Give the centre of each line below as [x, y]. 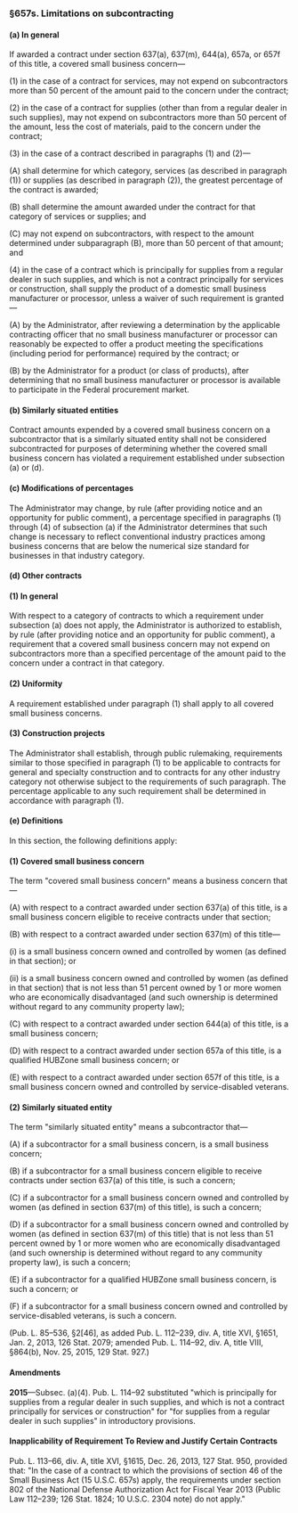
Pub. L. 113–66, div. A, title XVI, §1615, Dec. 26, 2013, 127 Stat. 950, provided [148, 1460]
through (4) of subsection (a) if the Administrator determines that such [139, 527]
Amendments [35, 1372]
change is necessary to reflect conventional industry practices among [137, 536]
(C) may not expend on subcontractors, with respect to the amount [132, 233]
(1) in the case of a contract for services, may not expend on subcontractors [149, 81]
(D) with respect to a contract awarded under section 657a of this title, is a [145, 1051]
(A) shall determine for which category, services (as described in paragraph [148, 171]
